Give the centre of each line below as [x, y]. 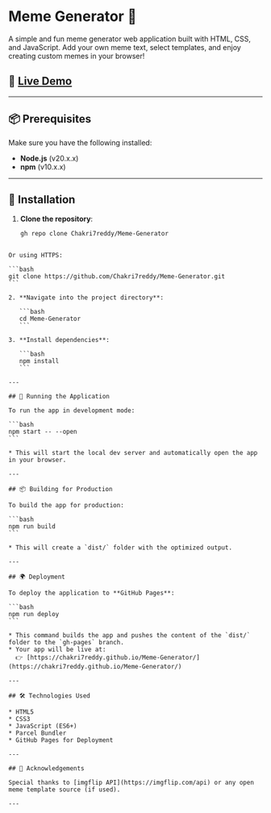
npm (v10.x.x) [43, 167]
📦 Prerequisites [50, 119]
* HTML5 [21, 712]
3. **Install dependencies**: [59, 340]
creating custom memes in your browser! [77, 56]
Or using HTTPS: [35, 256]
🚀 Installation [42, 200]
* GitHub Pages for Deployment [61, 740]
